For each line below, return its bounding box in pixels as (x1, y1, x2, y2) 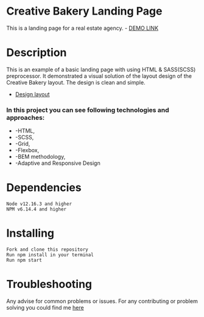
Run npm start (6, 257, 43, 263)
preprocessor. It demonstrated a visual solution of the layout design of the (6, 72, 192, 80)
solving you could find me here (6, 304, 84, 311)
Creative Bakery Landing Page (6, 4, 163, 18)
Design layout (15, 90, 50, 98)
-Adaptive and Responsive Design (15, 159, 100, 167)
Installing (6, 226, 55, 240)
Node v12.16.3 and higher (6, 201, 72, 207)
